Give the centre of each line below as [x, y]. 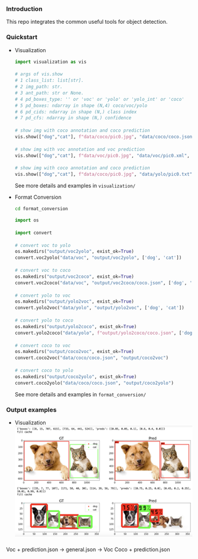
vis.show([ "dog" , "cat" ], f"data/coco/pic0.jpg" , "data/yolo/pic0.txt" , [105, 174]
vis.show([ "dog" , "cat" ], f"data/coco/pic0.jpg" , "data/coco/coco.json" [105, 137]
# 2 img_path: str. [39, 87]
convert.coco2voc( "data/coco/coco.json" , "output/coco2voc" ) [92, 358]
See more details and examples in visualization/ [75, 186]
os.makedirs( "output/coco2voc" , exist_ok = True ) [74, 352]
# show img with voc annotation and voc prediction [79, 149]
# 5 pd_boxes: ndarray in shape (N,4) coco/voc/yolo [81, 106]
